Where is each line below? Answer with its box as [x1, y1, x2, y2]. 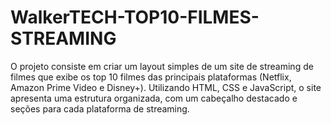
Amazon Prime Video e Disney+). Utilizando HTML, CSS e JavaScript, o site [10, 81, 322, 93]
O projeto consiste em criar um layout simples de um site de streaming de [10, 60, 314, 72]
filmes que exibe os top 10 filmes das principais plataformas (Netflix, [10, 71, 292, 83]
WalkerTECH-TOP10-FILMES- [10, 6, 260, 29]
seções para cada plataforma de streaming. [10, 102, 190, 115]
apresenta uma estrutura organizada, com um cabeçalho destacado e [10, 92, 298, 104]
